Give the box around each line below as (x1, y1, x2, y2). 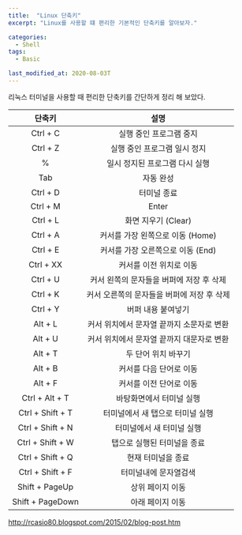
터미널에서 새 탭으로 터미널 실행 (102, 408, 214, 419)
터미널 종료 (139, 187, 178, 198)
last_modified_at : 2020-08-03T (8, 70, 111, 77)
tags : (8, 48, 26, 56)
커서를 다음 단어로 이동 (118, 363, 199, 374)
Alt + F (33, 377, 58, 388)
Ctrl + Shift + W (17, 436, 74, 447)
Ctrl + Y (31, 303, 60, 315)
